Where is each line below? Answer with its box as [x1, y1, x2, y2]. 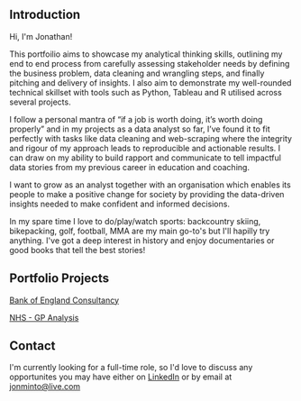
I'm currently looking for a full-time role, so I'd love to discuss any [9, 362, 253, 373]
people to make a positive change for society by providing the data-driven [9, 188, 285, 199]
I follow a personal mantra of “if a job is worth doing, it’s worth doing [9, 114, 263, 124]
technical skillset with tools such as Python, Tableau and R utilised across [9, 87, 282, 97]
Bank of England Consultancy [9, 295, 120, 305]
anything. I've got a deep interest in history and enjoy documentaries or [9, 234, 275, 246]
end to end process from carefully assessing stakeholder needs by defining [9, 58, 290, 68]
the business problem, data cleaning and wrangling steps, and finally [9, 68, 265, 78]
